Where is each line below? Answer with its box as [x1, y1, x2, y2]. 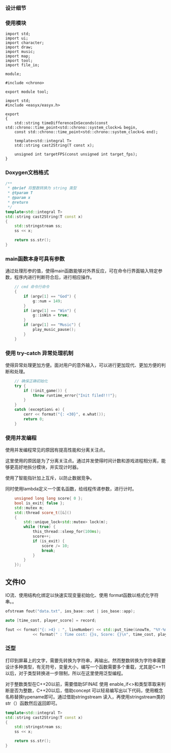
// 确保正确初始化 [14, 378, 48, 383]
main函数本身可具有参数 [5, 255, 65, 262]
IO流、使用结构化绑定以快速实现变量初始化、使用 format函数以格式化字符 [5, 592, 159, 598]
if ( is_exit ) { [32, 538, 65, 543]
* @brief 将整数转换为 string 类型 [7, 186, 77, 191]
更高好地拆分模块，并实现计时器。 [9, 464, 81, 470]
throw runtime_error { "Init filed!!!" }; [32, 393, 117, 398]
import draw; [5, 45, 33, 50]
